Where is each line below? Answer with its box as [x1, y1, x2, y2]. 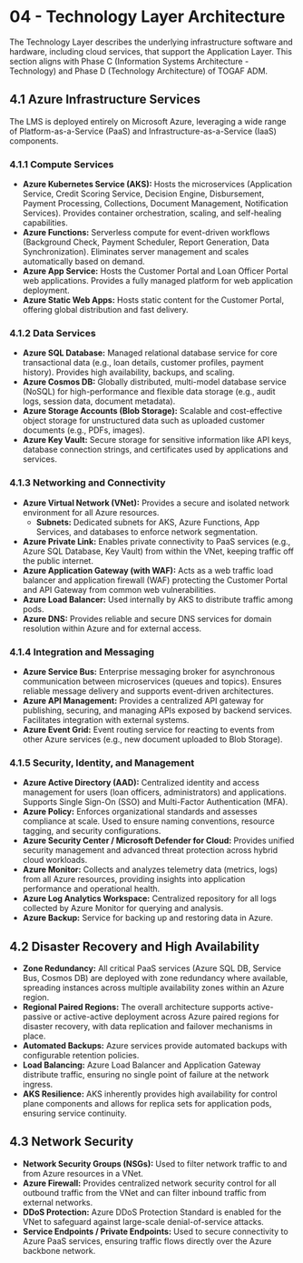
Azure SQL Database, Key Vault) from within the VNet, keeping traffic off [22, 546, 295, 556]
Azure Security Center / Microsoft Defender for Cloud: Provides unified [22, 835, 295, 847]
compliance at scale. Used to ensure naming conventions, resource [22, 816, 275, 827]
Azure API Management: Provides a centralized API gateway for [22, 695, 265, 706]
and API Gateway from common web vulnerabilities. [22, 584, 216, 595]
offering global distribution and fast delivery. [22, 305, 189, 316]
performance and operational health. [22, 884, 161, 895]
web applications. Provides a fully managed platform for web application [22, 276, 293, 286]
